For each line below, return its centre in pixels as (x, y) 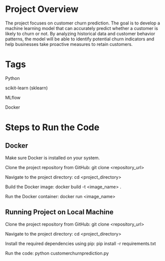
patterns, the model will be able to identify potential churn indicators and (80, 39)
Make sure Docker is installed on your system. (53, 158)
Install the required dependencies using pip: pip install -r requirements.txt (81, 244)
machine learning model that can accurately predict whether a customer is (82, 28)
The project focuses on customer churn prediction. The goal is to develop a (83, 23)
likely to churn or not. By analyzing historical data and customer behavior (80, 33)
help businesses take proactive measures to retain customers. (69, 44)
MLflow (13, 97)
